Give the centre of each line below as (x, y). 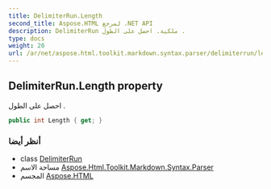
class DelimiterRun (51, 158)
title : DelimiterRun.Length (56, 16)
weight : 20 (27, 46)
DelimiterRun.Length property (85, 86)
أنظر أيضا (25, 141)
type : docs (27, 38)
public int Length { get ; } (56, 120)
